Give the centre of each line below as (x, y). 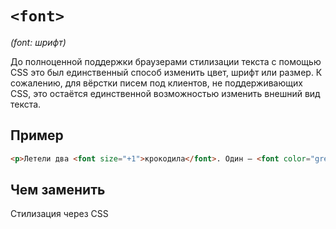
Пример (37, 135)
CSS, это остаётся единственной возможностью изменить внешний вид (165, 93)
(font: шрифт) (38, 42)
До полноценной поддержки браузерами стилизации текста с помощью (166, 61)
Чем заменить (58, 190)
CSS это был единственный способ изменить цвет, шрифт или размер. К (166, 72)
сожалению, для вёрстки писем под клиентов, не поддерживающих (156, 83)
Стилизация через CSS (59, 214)
